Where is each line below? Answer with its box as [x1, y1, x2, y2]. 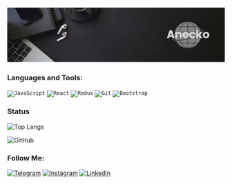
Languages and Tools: [7, 73, 83, 82]
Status [7, 107, 30, 116]
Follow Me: [7, 153, 45, 163]
